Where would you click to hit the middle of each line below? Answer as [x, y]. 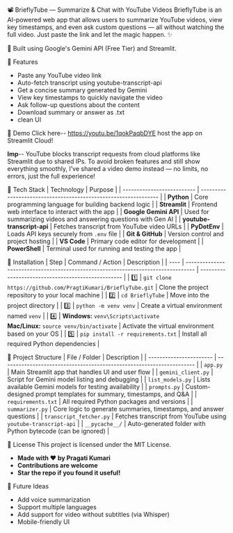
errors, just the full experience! [51, 176]
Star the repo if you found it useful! [69, 473]
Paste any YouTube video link [59, 75]
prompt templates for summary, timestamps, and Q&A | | [116, 394]
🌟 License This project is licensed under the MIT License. [89, 444]
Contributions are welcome [57, 465]
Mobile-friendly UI [43, 522]
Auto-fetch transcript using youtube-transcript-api [89, 83]
